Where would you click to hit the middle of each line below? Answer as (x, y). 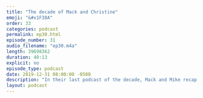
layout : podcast (27, 86)
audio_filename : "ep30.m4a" (42, 46)
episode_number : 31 (31, 40)
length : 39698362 (28, 52)
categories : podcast (33, 29)
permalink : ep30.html (34, 35)
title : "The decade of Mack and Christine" (62, 12)
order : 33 (19, 23)
